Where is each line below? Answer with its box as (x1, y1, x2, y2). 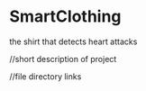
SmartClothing (9, 6, 122, 27)
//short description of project (9, 53, 117, 64)
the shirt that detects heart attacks (9, 36, 138, 47)
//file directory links (9, 70, 82, 82)
